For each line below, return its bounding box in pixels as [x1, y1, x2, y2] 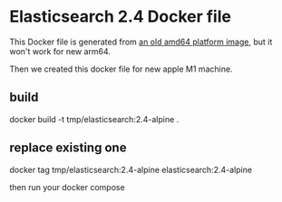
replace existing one [9, 140, 127, 156]
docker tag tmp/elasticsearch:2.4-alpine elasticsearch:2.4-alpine [9, 164, 252, 175]
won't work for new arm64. [9, 45, 112, 56]
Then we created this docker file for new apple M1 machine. [9, 63, 233, 74]
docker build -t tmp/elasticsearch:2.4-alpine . [9, 113, 180, 124]
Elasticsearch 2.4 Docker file [9, 6, 231, 27]
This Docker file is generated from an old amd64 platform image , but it [9, 36, 273, 47]
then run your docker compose [9, 181, 125, 192]
